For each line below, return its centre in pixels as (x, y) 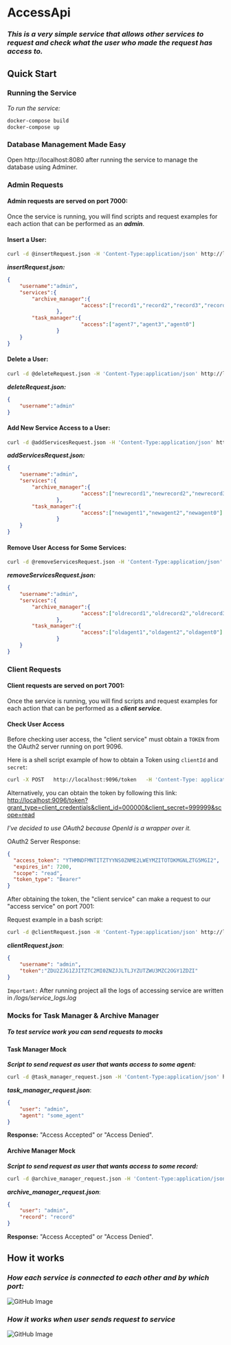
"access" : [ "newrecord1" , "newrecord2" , (136, 493)
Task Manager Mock (37, 1049)
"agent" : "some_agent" (52, 1115)
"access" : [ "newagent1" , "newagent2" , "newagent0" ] (152, 513)
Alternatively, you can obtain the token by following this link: (92, 792)
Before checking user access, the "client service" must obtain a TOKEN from (113, 740)
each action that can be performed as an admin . (76, 223)
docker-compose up (33, 127)
